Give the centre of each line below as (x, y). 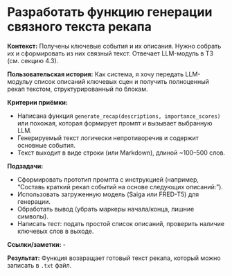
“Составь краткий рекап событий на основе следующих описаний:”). (120, 187)
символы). (33, 216)
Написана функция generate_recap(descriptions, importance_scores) (119, 116)
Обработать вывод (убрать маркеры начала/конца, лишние (106, 209)
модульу (20, 81)
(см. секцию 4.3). (33, 60)
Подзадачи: (25, 166)
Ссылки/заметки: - (36, 244)
